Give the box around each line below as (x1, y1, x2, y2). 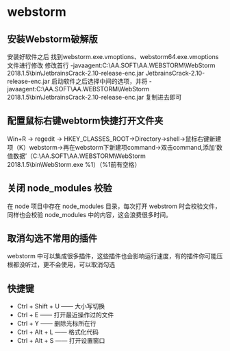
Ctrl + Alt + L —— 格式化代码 (16, 328, 99, 337)
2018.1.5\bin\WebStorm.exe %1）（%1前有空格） (7, 160, 141, 168)
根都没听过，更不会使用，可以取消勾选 (7, 260, 115, 269)
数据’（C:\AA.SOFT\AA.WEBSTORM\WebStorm (12, 152, 146, 160)
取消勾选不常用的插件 (7, 233, 97, 245)
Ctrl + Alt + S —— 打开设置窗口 (16, 337, 105, 345)
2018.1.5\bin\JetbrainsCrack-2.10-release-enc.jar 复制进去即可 (7, 93, 182, 101)
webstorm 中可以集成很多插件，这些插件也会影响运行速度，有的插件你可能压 (7, 252, 223, 260)
